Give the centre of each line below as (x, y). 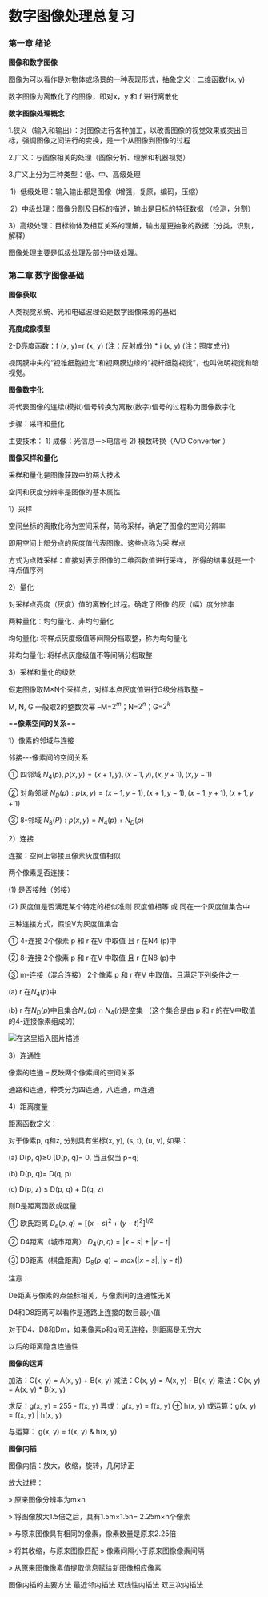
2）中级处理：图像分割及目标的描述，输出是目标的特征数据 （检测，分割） (132, 208)
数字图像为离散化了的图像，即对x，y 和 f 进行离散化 (94, 96)
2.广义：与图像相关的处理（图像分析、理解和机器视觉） (99, 158)
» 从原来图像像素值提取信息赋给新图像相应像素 (85, 1568)
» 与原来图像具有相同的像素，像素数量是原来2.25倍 (92, 1534)
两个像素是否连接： (40, 872)
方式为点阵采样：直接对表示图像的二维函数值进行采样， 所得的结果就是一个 (132, 560)
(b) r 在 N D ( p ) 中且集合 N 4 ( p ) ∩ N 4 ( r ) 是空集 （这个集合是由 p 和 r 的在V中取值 (132, 1011)
